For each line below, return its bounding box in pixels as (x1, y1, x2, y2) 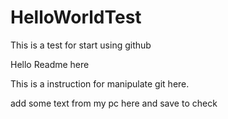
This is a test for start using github (10, 39, 152, 51)
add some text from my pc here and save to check (10, 97, 218, 109)
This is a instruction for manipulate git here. (10, 77, 190, 90)
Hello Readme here (10, 58, 90, 70)
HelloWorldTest (10, 6, 142, 29)
